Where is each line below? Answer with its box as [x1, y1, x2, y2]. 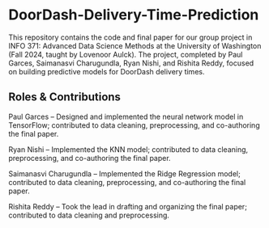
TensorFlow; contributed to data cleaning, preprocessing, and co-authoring [8, 120, 261, 130]
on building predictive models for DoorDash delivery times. [8, 66, 205, 76]
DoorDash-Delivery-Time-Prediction [8, 6, 259, 24]
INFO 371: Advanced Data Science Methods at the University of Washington [8, 40, 262, 50]
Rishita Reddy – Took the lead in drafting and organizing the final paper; [8, 201, 247, 211]
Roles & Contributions [8, 91, 122, 104]
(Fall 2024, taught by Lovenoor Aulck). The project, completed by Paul [8, 49, 243, 59]
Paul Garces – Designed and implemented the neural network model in [8, 112, 244, 121]
